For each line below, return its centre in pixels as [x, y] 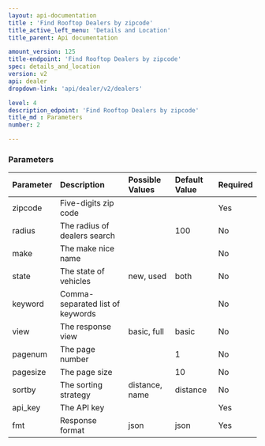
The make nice [87, 248]
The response [86, 327]
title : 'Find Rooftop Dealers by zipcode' [81, 23]
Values [142, 190]
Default [189, 180]
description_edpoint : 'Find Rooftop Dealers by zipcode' [104, 110]
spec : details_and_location [54, 67]
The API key [82, 408]
